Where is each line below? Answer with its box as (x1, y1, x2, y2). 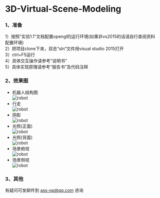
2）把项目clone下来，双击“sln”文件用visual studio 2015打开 (5, 46, 124, 52)
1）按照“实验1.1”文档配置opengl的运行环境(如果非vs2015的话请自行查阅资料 (5, 34, 156, 39)
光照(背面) (12, 134, 33, 140)
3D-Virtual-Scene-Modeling (5, 3, 122, 15)
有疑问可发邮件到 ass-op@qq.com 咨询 (5, 187, 84, 193)
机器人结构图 (12, 89, 38, 95)
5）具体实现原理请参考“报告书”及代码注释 (5, 64, 89, 70)
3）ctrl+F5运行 (5, 52, 35, 58)
